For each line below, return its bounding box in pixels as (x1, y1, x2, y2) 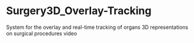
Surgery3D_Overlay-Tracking (6, 4, 152, 18)
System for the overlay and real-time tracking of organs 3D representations (6, 24, 189, 31)
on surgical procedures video (6, 29, 78, 37)
